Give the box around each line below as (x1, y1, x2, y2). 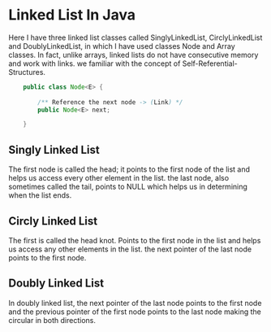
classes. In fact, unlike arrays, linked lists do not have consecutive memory (8, 50, 259, 59)
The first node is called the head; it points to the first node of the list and (8, 164, 250, 174)
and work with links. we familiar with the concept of (8, 59, 181, 68)
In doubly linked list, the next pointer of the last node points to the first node (8, 298, 262, 308)
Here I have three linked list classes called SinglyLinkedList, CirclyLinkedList (8, 33, 263, 42)
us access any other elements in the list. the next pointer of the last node (8, 244, 252, 254)
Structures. (8, 67, 46, 76)
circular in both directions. (8, 315, 96, 325)
